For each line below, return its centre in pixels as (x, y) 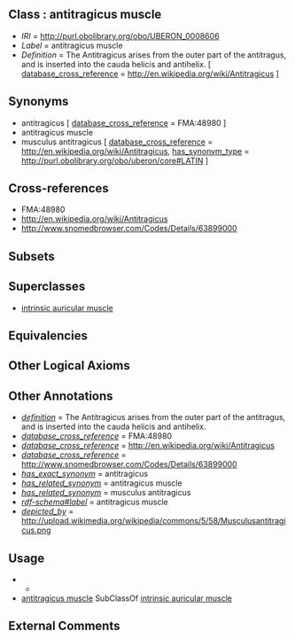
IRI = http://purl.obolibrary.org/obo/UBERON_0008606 (120, 35)
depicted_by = (47, 511)
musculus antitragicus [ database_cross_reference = (117, 142)
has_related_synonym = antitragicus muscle (101, 483)
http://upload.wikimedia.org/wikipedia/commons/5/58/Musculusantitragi (153, 521)
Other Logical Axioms (69, 366)
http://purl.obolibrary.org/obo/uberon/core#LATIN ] (115, 160)
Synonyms (39, 101)
